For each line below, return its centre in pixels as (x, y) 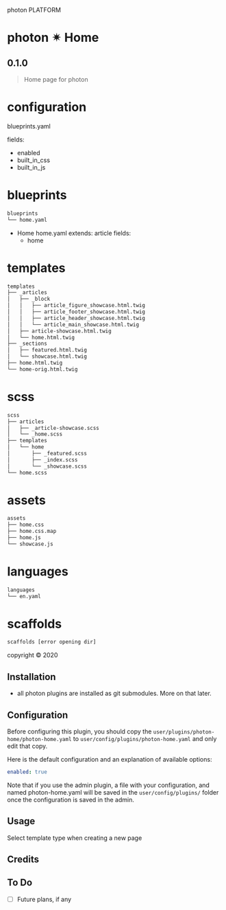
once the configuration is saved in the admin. (71, 799)
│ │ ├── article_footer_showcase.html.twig (76, 312)
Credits (23, 860)
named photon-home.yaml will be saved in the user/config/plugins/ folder (113, 792)
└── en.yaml (24, 596)
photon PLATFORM (34, 10)
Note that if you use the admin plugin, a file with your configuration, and (109, 785)
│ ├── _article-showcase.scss (53, 428)
